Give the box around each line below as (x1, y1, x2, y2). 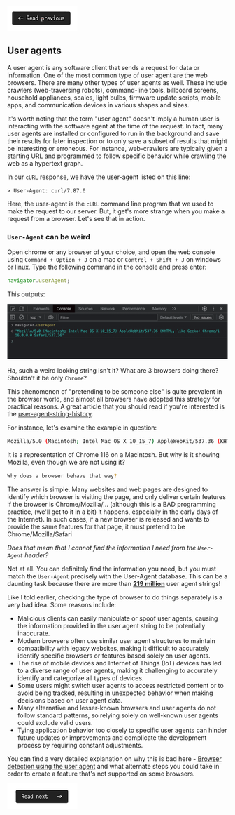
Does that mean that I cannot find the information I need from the (7, 543, 197, 552)
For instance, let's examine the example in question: (7, 423, 157, 432)
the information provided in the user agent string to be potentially (17, 621, 206, 630)
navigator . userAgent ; (7, 277, 71, 284)
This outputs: (7, 290, 45, 298)
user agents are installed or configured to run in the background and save (7, 129, 220, 138)
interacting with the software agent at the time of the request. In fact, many (7, 121, 224, 130)
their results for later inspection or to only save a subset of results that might (7, 136, 227, 145)
